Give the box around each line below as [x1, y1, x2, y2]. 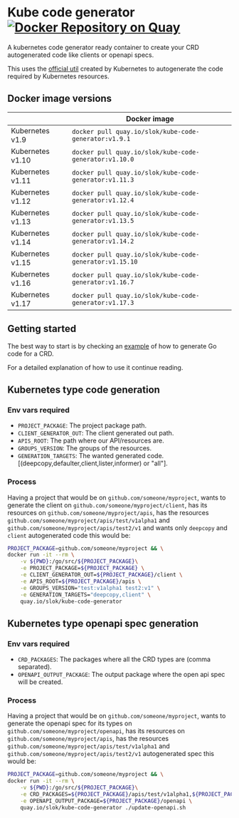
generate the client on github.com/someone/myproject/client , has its [7, 500, 208, 509]
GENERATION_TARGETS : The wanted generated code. [17, 452, 164, 460]
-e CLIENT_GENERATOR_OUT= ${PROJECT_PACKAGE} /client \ [20, 571, 183, 579]
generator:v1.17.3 [72, 299, 134, 306]
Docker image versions [7, 93, 112, 105]
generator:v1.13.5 [72, 217, 134, 224]
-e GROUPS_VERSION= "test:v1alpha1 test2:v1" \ [20, 584, 161, 591]
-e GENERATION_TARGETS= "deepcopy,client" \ [20, 591, 152, 599]
